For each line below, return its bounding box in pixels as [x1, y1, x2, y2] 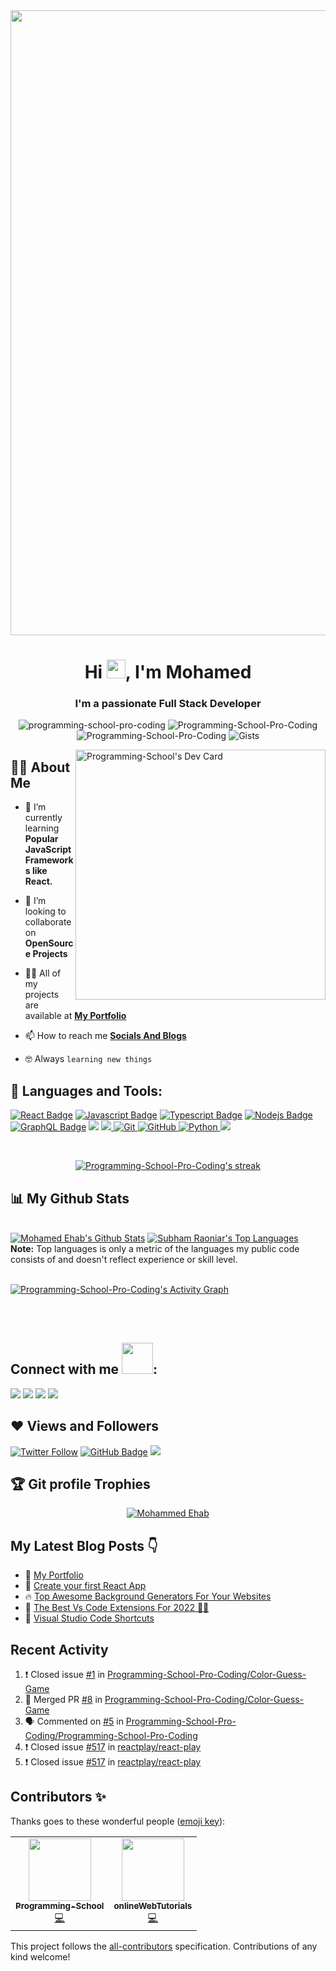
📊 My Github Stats [10, 1190, 130, 1207]
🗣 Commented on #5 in [24, 1715, 124, 1727]
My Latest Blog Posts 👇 [10, 1537, 158, 1554]
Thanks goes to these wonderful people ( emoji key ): [10, 1815, 226, 1827]
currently [24, 812, 63, 824]
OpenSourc [24, 937, 74, 949]
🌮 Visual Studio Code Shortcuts [24, 1612, 155, 1624]
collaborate [24, 916, 72, 928]
